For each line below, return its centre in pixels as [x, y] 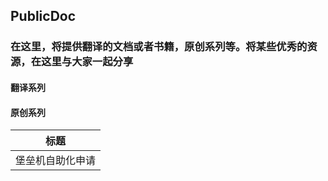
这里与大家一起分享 [87, 62]
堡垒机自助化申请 [56, 161]
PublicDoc [43, 16]
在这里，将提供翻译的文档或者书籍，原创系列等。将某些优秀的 [159, 47]
